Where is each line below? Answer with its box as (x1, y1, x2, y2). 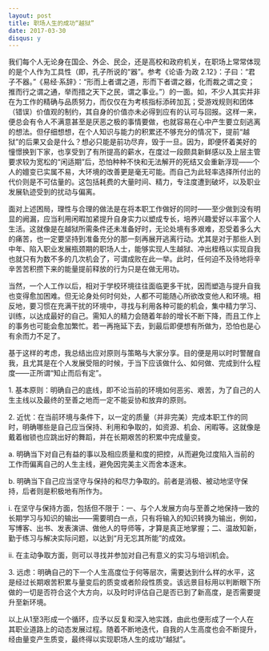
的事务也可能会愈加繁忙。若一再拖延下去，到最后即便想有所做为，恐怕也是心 (8, 321, 261, 331)
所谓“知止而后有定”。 (35, 368, 106, 378)
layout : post (8, 11, 52, 20)
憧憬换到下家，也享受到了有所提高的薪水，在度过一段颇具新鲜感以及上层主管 (8, 147, 261, 157)
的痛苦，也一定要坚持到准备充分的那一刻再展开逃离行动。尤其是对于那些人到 (8, 234, 261, 244)
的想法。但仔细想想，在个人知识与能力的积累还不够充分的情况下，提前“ (8, 127, 243, 137)
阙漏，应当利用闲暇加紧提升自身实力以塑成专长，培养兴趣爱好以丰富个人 (22, 214, 261, 224)
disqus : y (8, 34, 42, 42)
